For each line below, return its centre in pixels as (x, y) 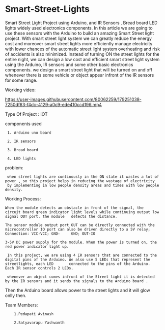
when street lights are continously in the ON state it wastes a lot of (83, 177)
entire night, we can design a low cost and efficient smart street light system (82, 59)
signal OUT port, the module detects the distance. (61, 216)
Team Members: (22, 305)
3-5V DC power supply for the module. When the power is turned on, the (81, 242)
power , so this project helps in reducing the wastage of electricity (80, 181)
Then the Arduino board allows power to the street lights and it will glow (78, 290)
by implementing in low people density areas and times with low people (83, 185)
